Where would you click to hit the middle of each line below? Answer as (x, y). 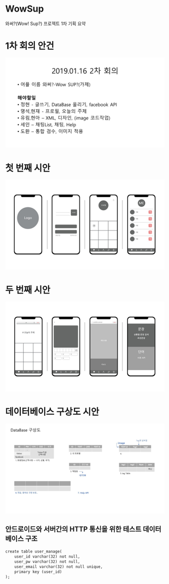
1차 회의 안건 (30, 46)
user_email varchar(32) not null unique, (58, 567)
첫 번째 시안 (28, 168)
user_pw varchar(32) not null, (47, 562)
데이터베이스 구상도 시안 (52, 412)
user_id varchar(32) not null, (47, 557)
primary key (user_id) (38, 572)
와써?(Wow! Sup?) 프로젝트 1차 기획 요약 (46, 23)
